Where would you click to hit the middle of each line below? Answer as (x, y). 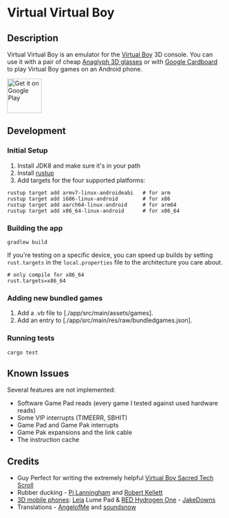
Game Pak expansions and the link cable (75, 432)
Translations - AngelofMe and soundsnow (76, 507)
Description (33, 38)
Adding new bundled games (55, 298)
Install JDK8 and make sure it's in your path (79, 166)
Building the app (35, 228)
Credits (23, 461)
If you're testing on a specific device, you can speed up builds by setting (110, 255)
